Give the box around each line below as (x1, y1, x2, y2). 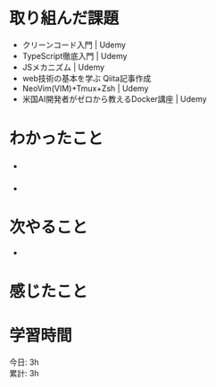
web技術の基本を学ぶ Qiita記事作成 (21, 72, 152, 83)
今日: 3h (9, 357, 39, 367)
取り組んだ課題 (9, 8, 120, 29)
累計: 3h (9, 368, 39, 379)
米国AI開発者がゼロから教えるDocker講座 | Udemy (21, 93, 207, 104)
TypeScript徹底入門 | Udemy (21, 50, 128, 61)
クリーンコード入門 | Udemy (21, 39, 127, 50)
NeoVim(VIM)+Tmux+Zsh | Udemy (21, 82, 149, 94)
